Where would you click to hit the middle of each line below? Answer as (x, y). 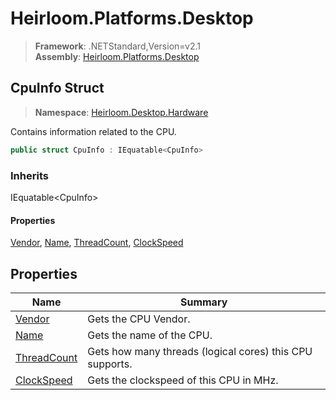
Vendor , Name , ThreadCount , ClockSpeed (97, 243)
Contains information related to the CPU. (93, 131)
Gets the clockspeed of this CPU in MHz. (183, 380)
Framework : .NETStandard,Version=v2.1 (117, 46)
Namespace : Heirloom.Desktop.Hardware (121, 112)
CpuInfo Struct (57, 88)
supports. (110, 364)
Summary (203, 302)
